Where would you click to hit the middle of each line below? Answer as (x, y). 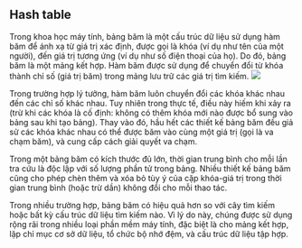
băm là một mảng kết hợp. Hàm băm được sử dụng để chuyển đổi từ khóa (146, 65)
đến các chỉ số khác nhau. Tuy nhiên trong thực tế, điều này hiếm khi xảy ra (150, 103)
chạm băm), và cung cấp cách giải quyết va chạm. (103, 141)
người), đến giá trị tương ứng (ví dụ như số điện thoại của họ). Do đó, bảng (148, 55)
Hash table (41, 15)
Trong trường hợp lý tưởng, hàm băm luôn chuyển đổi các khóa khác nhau (147, 93)
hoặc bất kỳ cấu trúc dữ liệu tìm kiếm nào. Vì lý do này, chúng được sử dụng (151, 215)
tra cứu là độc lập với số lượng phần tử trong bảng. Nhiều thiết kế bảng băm (150, 168)
